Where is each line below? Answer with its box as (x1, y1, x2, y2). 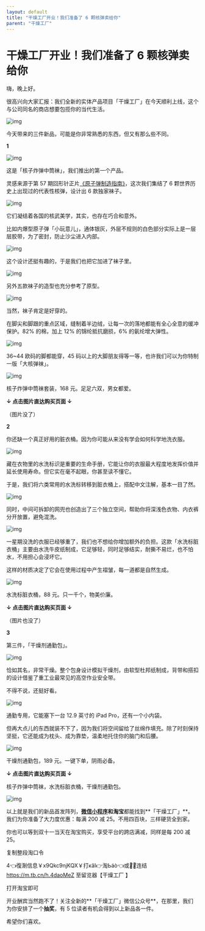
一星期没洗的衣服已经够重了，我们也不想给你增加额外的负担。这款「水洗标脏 (6, 538, 199, 546)
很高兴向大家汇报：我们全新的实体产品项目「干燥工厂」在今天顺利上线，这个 (6, 98, 199, 105)
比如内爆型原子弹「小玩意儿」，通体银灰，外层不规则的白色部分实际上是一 (6, 225, 191, 232)
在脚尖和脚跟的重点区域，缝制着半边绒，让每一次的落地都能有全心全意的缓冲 (6, 320, 199, 327)
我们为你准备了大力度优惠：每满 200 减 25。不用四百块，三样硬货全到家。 (6, 815, 193, 823)
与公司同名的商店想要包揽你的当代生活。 (6, 105, 108, 113)
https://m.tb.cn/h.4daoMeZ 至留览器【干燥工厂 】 (6, 871, 131, 879)
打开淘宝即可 (6, 885, 38, 892)
